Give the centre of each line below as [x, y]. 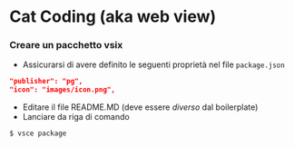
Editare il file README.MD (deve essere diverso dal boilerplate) [140, 107]
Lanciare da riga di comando [76, 117]
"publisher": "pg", [46, 82]
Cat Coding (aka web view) [113, 17]
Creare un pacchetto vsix [66, 45]
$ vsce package [38, 133]
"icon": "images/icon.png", [63, 90]
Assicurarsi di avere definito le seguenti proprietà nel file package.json [154, 64]
